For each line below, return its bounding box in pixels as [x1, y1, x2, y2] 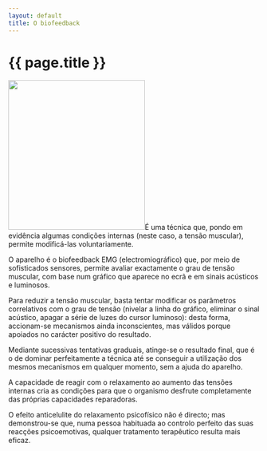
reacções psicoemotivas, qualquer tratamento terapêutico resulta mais [8, 427, 241, 437]
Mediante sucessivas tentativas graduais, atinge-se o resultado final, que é [8, 345, 255, 355]
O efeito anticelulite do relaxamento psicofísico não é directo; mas [8, 410, 226, 420]
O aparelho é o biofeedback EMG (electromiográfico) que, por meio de [8, 255, 241, 264]
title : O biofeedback [8, 19, 80, 27]
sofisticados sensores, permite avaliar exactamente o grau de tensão [8, 263, 235, 273]
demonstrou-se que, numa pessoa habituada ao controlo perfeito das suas [8, 418, 253, 428]
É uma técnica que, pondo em [144, 223, 243, 232]
